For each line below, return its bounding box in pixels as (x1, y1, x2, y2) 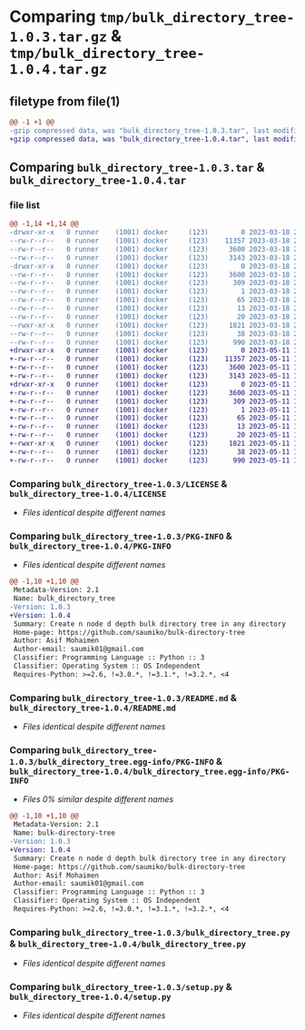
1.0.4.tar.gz (9, 61, 107, 78)
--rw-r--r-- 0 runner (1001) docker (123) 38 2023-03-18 (9, 329, 290, 338)
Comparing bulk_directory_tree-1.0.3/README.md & (9, 691, 238, 704)
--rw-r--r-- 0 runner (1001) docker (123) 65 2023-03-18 (9, 295, 290, 305)
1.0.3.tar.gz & (9, 25, 123, 46)
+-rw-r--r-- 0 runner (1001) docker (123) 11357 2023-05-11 (9, 354, 290, 364)
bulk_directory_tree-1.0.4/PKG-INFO (9, 540, 172, 551)
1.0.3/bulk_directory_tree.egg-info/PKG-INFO (9, 757, 215, 767)
